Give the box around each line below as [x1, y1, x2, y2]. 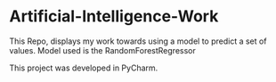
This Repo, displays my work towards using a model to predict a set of [9, 36, 267, 46]
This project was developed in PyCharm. [9, 62, 158, 73]
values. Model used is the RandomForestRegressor [9, 45, 196, 55]
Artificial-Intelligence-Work [9, 6, 219, 27]
